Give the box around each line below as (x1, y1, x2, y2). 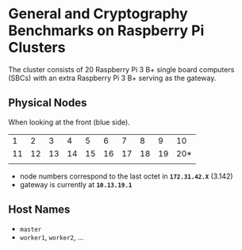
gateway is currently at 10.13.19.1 (19, 179, 133, 189)
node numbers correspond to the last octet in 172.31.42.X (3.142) (19, 171, 233, 181)
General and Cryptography (8, 5, 188, 23)
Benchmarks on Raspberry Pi (8, 21, 205, 40)
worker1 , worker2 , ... (19, 232, 85, 242)
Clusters (8, 39, 66, 56)
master (19, 225, 42, 233)
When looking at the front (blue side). (8, 117, 131, 127)
